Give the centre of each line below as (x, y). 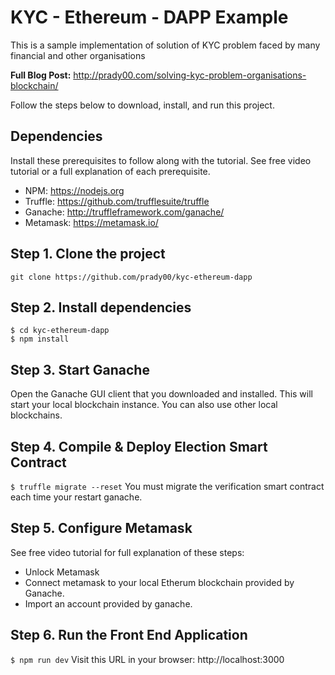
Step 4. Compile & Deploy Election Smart (139, 446)
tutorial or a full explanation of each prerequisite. (110, 171)
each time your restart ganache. (76, 497)
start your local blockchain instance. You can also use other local (144, 405)
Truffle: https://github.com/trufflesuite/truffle (117, 201)
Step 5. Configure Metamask (101, 528)
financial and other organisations (78, 55)
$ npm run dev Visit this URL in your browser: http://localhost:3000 (147, 659)
